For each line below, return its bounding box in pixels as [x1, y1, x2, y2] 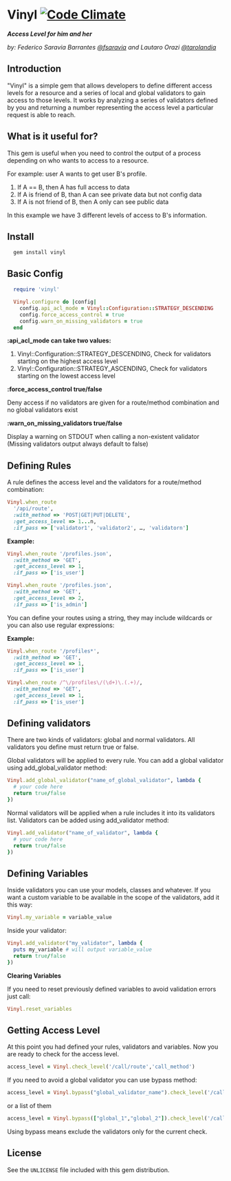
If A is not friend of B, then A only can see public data [16, 197, 169, 206]
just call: [7, 992, 31, 1000]
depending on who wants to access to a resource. [7, 156, 149, 165]
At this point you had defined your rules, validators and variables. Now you [7, 1043, 219, 1051]
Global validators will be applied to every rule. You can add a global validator [7, 757, 224, 765]
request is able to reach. [7, 110, 76, 119]
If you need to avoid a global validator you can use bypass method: [7, 1076, 197, 1085]
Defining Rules [7, 460, 71, 471]
